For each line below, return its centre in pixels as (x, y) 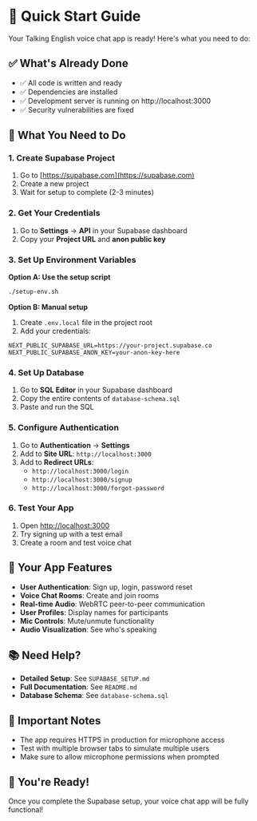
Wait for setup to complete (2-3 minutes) (87, 192)
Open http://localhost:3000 (65, 526)
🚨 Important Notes (55, 721)
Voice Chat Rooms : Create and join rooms (89, 595)
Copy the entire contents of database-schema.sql (100, 399)
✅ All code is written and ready (71, 82)
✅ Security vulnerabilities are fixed (77, 109)
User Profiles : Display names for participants (94, 612)
